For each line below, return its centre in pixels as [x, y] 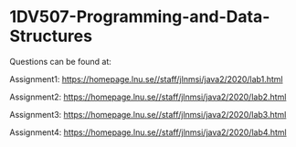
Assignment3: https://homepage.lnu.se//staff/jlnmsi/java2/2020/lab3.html [148, 114]
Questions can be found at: [61, 61]
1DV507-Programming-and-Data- [140, 17]
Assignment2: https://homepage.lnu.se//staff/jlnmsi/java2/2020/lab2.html [148, 97]
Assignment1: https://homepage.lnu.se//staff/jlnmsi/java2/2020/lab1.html [146, 79]
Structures [51, 36]
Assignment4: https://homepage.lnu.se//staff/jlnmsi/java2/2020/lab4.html [148, 132]
